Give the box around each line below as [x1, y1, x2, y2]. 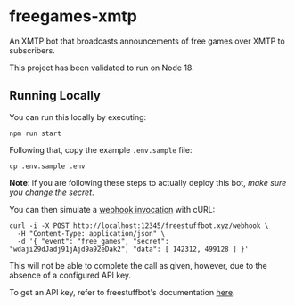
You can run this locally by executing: [9, 111, 147, 122]
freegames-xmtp [9, 6, 138, 27]
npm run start [9, 129, 62, 138]
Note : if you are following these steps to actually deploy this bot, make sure [9, 177, 287, 188]
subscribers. [9, 44, 55, 55]
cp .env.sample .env [9, 162, 86, 171]
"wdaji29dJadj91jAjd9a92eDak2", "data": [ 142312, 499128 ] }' [9, 245, 250, 254]
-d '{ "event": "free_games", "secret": [17, 237, 169, 246]
